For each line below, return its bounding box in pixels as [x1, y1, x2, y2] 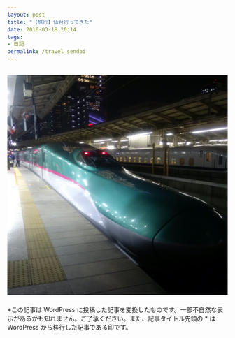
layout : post [7, 11, 45, 18]
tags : [7, 34, 23, 41]
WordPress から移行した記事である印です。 [7, 323, 132, 331]
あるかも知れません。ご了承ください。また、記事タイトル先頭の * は [19, 314, 216, 323]
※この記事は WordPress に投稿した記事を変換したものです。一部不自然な [7, 305, 218, 314]
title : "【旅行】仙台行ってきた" [7, 18, 93, 26]
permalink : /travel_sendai [7, 48, 86, 55]
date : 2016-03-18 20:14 [7, 26, 77, 33]
